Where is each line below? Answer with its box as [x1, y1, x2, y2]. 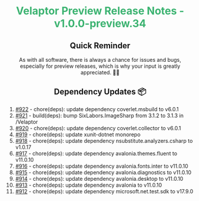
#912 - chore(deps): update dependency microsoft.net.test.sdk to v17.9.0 [15, 187, 194, 194]
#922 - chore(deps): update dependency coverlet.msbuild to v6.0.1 [15, 105, 179, 112]
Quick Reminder [69, 40, 131, 51]
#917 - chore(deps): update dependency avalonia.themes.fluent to [15, 150, 178, 157]
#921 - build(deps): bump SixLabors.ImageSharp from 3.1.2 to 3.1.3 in [15, 112, 184, 119]
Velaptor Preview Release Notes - [16, 4, 184, 18]
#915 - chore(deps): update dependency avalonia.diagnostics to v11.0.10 [15, 168, 192, 176]
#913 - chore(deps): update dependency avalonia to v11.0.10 [15, 181, 162, 189]
